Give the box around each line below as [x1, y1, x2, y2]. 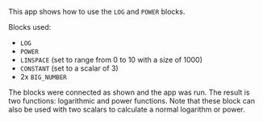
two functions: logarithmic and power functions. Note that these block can [8, 96, 256, 105]
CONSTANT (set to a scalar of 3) [19, 63, 119, 73]
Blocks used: [8, 22, 52, 31]
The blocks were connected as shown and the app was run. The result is [8, 87, 250, 97]
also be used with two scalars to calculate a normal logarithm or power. [8, 104, 246, 114]
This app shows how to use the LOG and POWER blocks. [8, 7, 186, 16]
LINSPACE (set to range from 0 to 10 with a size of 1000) [19, 55, 203, 64]
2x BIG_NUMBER [19, 72, 67, 81]
